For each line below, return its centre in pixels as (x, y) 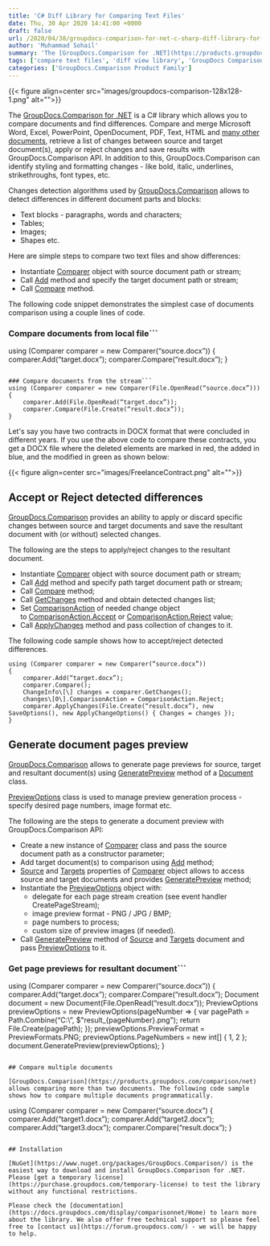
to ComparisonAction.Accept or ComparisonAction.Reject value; (127, 617)
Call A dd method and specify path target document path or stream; (131, 582)
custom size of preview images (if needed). (104, 930)
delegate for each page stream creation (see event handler (129, 896)
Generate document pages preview (98, 745)
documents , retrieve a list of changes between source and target (116, 141)
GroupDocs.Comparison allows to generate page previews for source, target (135, 764)
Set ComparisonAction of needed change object (100, 608)
